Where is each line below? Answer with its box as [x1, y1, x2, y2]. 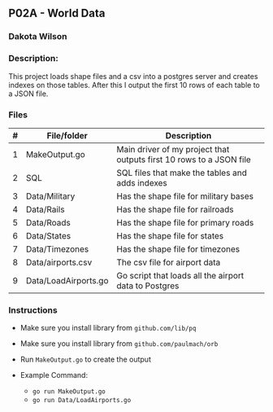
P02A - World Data [8, 7, 106, 20]
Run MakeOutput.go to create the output [19, 354, 152, 365]
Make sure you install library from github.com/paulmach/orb [19, 339, 219, 348]
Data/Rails [25, 204, 65, 215]
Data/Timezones [25, 243, 89, 255]
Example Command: [19, 370, 88, 380]
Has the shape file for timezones [116, 243, 240, 255]
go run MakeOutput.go [32, 388, 106, 396]
